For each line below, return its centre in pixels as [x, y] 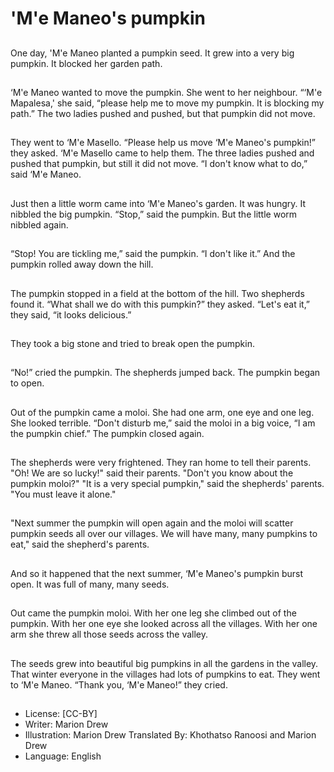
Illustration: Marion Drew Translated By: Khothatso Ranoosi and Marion [170, 735]
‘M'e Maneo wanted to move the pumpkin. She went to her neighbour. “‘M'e [166, 92]
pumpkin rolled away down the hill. [82, 264]
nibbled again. [39, 224]
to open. [27, 383]
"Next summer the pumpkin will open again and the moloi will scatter [152, 523]
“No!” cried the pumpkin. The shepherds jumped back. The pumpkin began [165, 373]
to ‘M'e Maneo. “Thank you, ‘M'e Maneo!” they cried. [119, 684]
